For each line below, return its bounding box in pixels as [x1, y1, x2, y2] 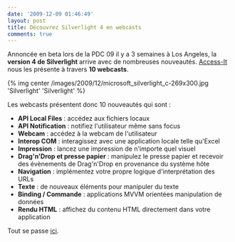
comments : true [7, 30, 53, 38]
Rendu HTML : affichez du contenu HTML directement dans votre [17, 205, 211, 214]
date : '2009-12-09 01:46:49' [7, 10, 94, 18]
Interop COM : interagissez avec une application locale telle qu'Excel [17, 137, 221, 146]
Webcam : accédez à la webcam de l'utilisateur [17, 129, 158, 138]
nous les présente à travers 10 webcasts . [7, 65, 129, 74]
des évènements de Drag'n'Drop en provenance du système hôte [17, 160, 210, 168]
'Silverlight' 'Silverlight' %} [7, 86, 85, 95]
